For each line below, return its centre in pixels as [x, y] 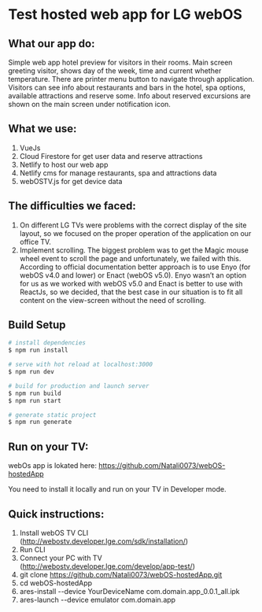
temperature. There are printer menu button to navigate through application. [131, 79]
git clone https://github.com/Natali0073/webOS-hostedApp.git [121, 574]
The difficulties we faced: [72, 206]
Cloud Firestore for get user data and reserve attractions [111, 156]
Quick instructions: [56, 514]
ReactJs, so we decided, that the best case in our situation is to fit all [131, 292]
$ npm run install [38, 350]
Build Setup [37, 325]
